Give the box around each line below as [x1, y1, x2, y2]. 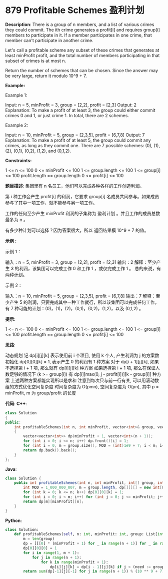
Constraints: [5, 157, 32, 163]
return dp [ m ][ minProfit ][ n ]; [23, 499, 84, 504]
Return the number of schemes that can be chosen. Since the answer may [5, 67, 158, 73]
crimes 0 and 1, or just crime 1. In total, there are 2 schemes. [5, 112, 129, 118]
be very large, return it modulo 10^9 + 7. [5, 73, 87, 79]
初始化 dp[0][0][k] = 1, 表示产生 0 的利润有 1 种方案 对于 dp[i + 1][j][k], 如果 [5, 358, 159, 364]
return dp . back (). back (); [23, 447, 77, 453]
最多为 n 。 [5, 216, 28, 223]
